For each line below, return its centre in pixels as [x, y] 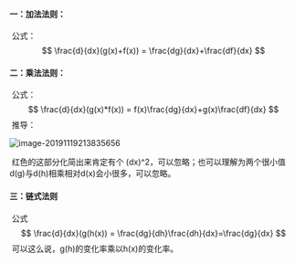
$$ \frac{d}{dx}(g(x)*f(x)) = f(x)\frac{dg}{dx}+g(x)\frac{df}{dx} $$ [153, 110]
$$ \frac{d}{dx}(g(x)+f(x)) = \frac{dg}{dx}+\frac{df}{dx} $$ [153, 51]
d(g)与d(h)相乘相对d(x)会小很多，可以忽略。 [93, 174]
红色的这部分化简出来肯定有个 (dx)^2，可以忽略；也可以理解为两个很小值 [148, 162]
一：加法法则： [37, 14]
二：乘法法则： [37, 72]
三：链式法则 [33, 196]
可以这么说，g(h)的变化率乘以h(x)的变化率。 [95, 248]
